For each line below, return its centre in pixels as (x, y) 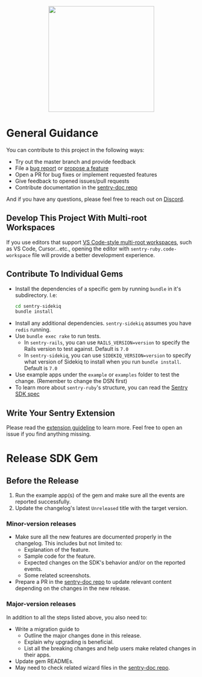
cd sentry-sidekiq (38, 306)
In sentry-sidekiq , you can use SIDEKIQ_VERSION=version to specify (107, 355)
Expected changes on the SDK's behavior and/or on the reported (105, 563)
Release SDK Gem (52, 458)
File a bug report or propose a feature (62, 168)
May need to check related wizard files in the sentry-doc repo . (93, 667)
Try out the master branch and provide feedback (75, 162)
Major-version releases (41, 604)
